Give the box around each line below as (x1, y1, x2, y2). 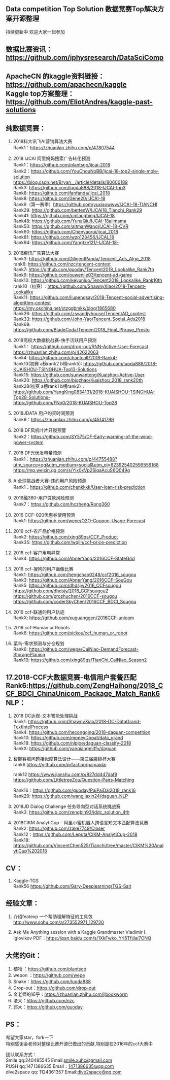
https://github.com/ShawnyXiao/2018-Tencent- (47, 283, 146, 289)
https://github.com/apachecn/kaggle (6, 80, 127, 89)
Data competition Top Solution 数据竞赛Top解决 (6, 5, 158, 14)
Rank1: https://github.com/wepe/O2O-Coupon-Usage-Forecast (13, 518, 146, 524)
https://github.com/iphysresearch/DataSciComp (6, 53, 164, 62)
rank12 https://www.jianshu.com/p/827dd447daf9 (13, 771, 118, 778)
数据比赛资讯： (6, 45, 53, 54)
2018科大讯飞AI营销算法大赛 (13, 139, 73, 145)
